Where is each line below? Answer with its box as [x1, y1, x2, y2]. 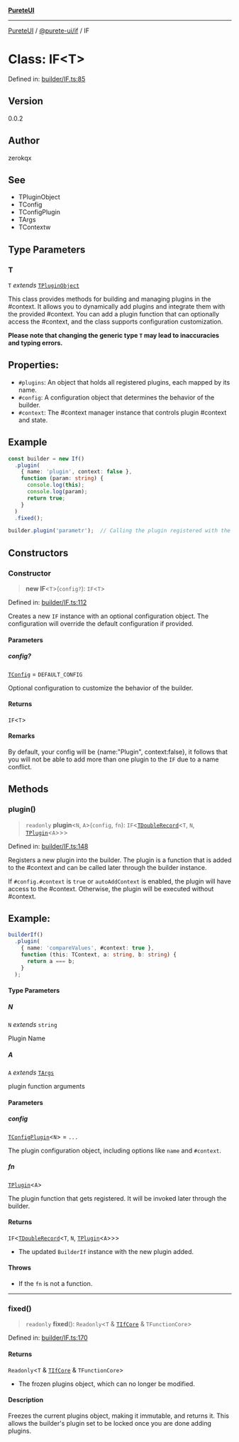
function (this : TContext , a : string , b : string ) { [21, 951, 177, 959]
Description [8, 1396, 44, 1404]
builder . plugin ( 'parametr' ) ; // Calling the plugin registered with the [8, 527, 231, 534]
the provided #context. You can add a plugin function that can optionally [8, 310, 219, 319]
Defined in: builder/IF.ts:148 [8, 842, 89, 850]
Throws [8, 1263, 31, 1272]
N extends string [8, 1020, 57, 1029]
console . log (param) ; [26, 488, 88, 495]
